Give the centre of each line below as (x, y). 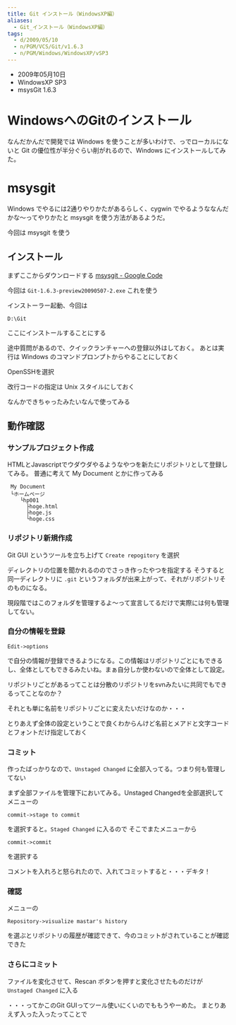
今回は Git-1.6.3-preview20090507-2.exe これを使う (83, 290)
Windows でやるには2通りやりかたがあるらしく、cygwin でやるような (109, 209)
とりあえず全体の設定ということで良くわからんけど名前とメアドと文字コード (118, 723)
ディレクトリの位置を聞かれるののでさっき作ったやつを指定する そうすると (116, 570)
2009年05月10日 (42, 74)
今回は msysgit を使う (39, 232)
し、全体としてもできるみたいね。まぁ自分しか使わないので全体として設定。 (118, 669)
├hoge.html (42, 507)
